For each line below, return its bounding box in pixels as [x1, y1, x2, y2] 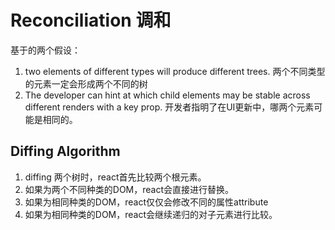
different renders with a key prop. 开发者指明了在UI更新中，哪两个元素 [24, 101, 315, 113]
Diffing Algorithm [10, 143, 121, 160]
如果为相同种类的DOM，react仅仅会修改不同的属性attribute [24, 196, 269, 208]
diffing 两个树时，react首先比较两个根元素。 [24, 171, 207, 183]
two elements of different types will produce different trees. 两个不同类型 [24, 65, 326, 77]
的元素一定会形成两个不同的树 [24, 77, 148, 90]
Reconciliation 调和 [10, 9, 172, 32]
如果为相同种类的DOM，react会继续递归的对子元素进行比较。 [24, 208, 278, 220]
